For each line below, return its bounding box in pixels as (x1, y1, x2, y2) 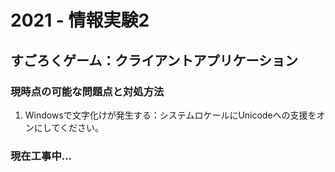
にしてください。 (33, 121, 104, 133)
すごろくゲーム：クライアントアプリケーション (10, 52, 299, 69)
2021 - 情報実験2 (10, 9, 150, 32)
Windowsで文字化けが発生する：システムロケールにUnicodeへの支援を (24, 109, 317, 121)
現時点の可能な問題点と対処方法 (10, 84, 165, 98)
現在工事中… (10, 149, 73, 163)
